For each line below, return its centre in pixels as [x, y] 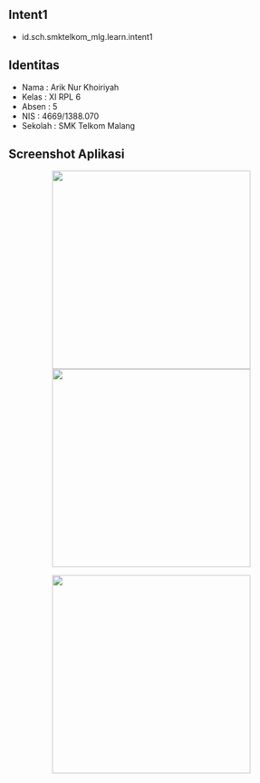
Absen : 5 [39, 106]
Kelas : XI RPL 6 [51, 97]
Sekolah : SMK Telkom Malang [78, 125]
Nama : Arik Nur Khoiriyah [70, 87]
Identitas [34, 66]
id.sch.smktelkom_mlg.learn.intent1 [87, 36]
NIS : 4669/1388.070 [60, 116]
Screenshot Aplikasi [67, 155]
